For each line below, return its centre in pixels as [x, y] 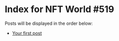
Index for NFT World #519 [59, 9]
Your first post [27, 33]
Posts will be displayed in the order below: [49, 23]
